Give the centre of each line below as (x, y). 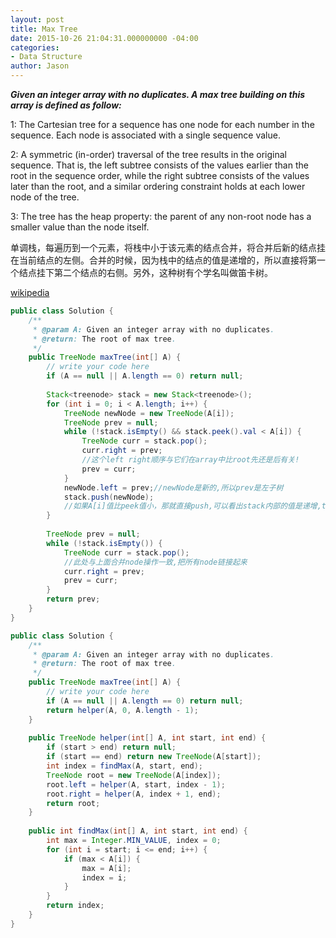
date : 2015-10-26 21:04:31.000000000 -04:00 (104, 38)
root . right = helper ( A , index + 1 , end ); (134, 794)
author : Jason (40, 66)
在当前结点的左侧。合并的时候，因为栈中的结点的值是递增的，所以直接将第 (163, 260)
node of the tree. (45, 197)
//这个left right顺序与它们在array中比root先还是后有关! (190, 460)
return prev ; (73, 599)
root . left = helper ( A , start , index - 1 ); (136, 784)
